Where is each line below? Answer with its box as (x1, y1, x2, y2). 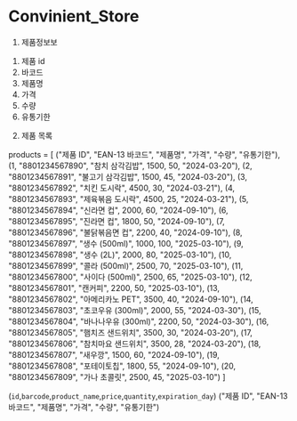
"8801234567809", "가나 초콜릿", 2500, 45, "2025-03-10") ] (8, 371, 226, 382)
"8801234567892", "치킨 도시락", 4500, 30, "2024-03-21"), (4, (8, 182, 236, 193)
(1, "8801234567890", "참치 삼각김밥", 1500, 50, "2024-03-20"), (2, (8, 160, 253, 171)
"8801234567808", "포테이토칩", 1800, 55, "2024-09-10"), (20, (8, 360, 237, 371)
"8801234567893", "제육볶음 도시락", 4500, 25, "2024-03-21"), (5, (8, 193, 249, 204)
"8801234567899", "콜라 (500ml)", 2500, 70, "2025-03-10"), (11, (8, 260, 244, 271)
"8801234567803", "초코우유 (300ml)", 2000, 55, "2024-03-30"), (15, (8, 304, 261, 315)
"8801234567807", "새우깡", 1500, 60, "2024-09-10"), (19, (8, 349, 220, 360)
